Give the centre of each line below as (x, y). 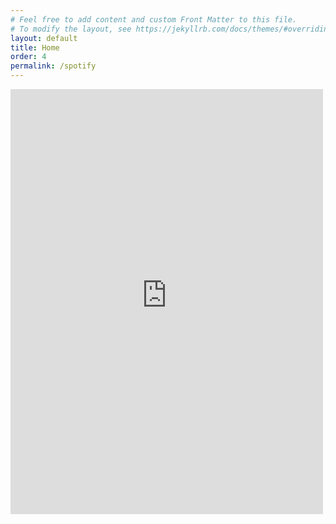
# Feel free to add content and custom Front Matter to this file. (154, 19)
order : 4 (28, 57)
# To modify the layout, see (71, 29)
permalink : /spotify (53, 66)
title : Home (35, 47)
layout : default (44, 38)
